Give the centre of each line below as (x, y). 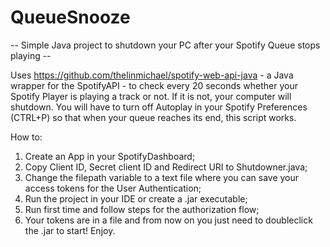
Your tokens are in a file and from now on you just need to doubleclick (168, 220)
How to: (26, 137)
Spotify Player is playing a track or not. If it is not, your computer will (151, 96)
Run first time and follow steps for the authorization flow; (142, 209)
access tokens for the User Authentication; (113, 188)
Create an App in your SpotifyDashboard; (110, 156)
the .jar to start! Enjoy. (70, 230)
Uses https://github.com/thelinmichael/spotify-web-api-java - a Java (152, 75)
